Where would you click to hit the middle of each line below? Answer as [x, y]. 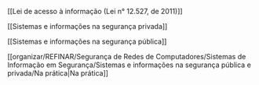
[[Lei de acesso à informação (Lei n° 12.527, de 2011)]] [95, 11]
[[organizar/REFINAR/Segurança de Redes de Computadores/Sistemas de [127, 57]
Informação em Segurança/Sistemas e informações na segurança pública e [129, 65]
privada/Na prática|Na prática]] [58, 73]
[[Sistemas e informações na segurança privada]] [88, 26]
